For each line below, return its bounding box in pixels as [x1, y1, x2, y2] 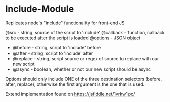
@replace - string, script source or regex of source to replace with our [12, 55, 159, 61]
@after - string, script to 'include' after [12, 50, 93, 56]
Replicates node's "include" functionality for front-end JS [5, 20, 125, 26]
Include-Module [5, 3, 74, 15]
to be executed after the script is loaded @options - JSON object [5, 35, 141, 41]
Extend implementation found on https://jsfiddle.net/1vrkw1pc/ [5, 91, 135, 97]
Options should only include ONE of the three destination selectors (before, [5, 76, 162, 82]
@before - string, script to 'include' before [12, 44, 101, 50]
